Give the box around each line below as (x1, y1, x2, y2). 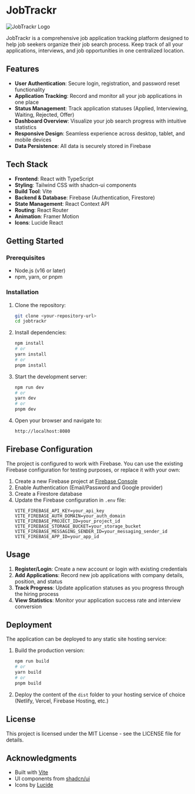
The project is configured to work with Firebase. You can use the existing (6, 460, 183, 467)
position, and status (14, 578, 63, 585)
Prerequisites (6, 253, 45, 262)
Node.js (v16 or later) (14, 267, 66, 274)
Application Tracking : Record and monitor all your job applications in (14, 92, 183, 99)
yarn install (14, 351, 47, 357)
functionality (14, 86, 45, 93)
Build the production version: (14, 647, 85, 654)
